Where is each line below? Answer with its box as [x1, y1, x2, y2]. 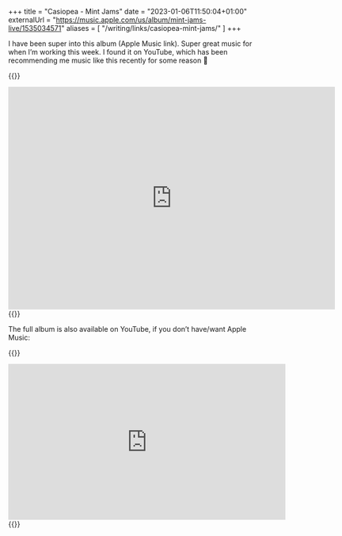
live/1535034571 [8, 24, 62, 32]
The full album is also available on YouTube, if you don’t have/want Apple [8, 325, 247, 333]
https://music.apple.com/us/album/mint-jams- [55, 15, 207, 25]
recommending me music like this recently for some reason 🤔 [8, 55, 208, 65]
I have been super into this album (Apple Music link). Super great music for [8, 39, 253, 48]
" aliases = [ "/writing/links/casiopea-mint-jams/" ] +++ [60, 24, 241, 32]
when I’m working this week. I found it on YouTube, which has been [8, 48, 228, 56]
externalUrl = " [8, 15, 57, 25]
